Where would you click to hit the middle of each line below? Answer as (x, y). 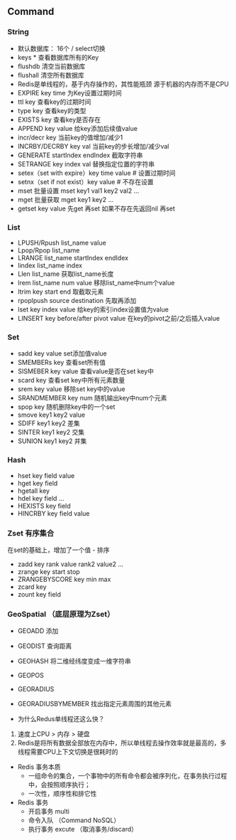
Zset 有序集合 (31, 533)
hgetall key (34, 491)
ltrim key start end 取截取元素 (61, 292)
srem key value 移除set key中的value (71, 389)
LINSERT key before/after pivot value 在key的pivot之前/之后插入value (119, 318)
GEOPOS (30, 676)
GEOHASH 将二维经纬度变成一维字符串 (74, 661)
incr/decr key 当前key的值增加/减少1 (70, 137)
